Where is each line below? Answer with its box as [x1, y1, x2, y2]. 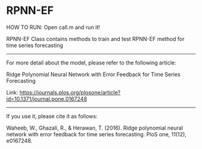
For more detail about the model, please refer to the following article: [6, 59, 176, 66]
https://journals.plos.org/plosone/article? [19, 89, 121, 96]
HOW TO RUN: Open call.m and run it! [6, 24, 100, 31]
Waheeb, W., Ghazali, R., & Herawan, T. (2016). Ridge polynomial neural [6, 124, 183, 132]
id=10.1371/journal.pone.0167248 [6, 95, 87, 103]
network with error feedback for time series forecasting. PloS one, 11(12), [6, 130, 187, 138]
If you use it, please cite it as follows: [6, 112, 98, 119]
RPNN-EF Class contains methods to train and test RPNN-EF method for [6, 35, 185, 42]
